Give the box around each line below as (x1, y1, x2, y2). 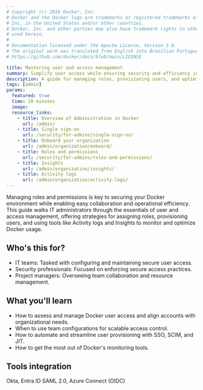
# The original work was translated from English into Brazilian (6, 48, 174, 54)
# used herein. (6, 31, 45, 37)
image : (11, 104, 28, 110)
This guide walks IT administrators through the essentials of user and (6, 206, 179, 213)
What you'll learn (6, 296, 72, 306)
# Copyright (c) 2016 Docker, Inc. (6, 8, 96, 15)
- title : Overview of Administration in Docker (17, 115, 139, 121)
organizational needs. (14, 318, 69, 325)
